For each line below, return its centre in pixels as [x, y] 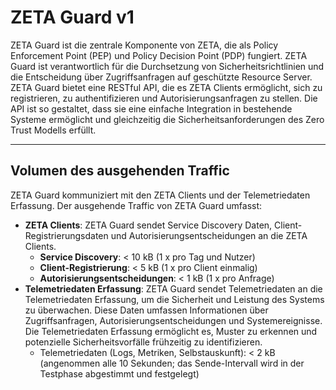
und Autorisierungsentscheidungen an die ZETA [209, 235]
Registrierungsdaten [66, 235]
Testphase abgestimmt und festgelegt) [119, 373]
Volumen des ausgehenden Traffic [120, 171]
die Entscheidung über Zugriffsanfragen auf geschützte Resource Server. [161, 77]
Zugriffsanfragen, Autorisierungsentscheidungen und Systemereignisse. [173, 320]
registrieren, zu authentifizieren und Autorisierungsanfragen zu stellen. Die [164, 98]
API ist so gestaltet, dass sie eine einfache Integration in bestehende [151, 108]
